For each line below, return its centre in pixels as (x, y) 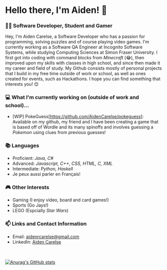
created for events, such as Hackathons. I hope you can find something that (83, 79)
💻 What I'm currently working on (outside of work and (72, 98)
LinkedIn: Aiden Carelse (37, 242)
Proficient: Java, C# (33, 158)
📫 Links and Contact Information (46, 224)
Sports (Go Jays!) (30, 205)
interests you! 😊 (22, 84)
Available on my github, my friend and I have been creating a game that (85, 122)
